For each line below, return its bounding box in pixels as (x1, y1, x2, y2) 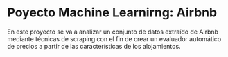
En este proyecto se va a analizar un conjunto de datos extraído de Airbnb (7, 27, 219, 36)
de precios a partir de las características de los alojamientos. (7, 42, 182, 50)
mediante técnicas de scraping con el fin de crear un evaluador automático (7, 34, 222, 43)
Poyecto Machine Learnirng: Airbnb (7, 5, 217, 21)
